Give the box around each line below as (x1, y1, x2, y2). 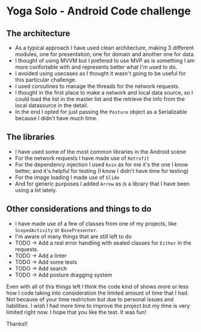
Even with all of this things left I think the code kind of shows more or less (6, 283, 189, 290)
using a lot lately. (14, 186, 57, 193)
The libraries (6, 132, 55, 142)
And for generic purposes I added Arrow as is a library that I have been (14, 180, 190, 187)
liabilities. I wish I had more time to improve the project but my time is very (6, 302, 190, 309)
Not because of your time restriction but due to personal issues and (6, 295, 174, 302)
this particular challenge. (14, 77, 77, 83)
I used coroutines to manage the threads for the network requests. (14, 83, 181, 90)
